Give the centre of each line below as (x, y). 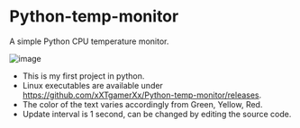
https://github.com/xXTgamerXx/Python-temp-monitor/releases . (142, 95)
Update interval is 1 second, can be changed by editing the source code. (157, 114)
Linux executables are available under (93, 85)
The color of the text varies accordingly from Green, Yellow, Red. (142, 104)
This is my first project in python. (83, 76)
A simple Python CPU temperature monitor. (89, 41)
